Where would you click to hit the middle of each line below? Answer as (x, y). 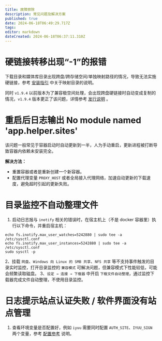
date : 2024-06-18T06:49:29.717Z (37, 23)
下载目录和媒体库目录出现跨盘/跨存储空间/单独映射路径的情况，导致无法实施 (81, 76)
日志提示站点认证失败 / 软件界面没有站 (81, 301)
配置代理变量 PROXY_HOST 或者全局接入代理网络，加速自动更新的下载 (79, 178)
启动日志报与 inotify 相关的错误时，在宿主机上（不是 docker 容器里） (82, 219)
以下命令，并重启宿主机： (42, 226)
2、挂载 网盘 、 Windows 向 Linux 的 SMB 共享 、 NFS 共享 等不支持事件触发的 (78, 261)
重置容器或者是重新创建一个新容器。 (48, 171)
